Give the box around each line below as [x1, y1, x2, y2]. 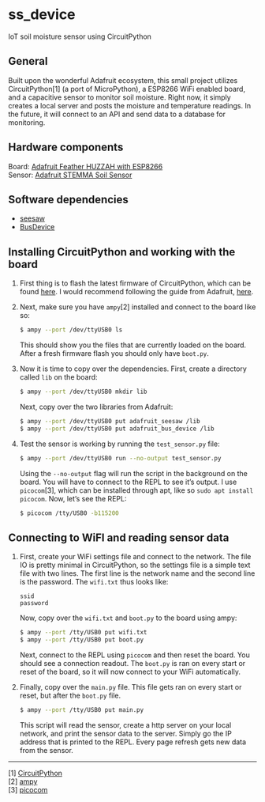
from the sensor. [19, 745, 73, 755]
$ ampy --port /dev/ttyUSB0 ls [19, 326, 123, 334]
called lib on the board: [19, 373, 98, 382]
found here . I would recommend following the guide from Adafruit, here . [19, 287, 254, 297]
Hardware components [8, 141, 124, 154]
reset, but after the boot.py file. [19, 690, 121, 700]
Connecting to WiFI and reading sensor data [8, 531, 230, 544]
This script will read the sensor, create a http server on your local [19, 720, 232, 729]
